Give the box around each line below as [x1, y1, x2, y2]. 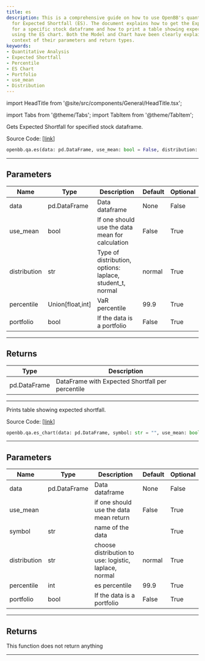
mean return [94, 513, 130, 522]
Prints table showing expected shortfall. [6, 406, 106, 413]
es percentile [94, 581, 132, 590]
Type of [97, 248, 120, 256]
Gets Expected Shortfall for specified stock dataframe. [6, 123, 143, 130]
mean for [97, 230, 123, 239]
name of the [94, 523, 129, 532]
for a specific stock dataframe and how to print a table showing [12, 26, 184, 32]
